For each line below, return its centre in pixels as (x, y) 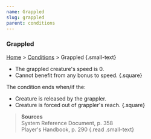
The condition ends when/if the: (46, 87)
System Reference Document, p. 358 (67, 123)
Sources (32, 116)
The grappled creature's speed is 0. (59, 69)
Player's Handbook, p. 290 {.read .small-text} (78, 129)
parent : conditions (31, 23)
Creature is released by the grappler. (61, 98)
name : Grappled (25, 12)
